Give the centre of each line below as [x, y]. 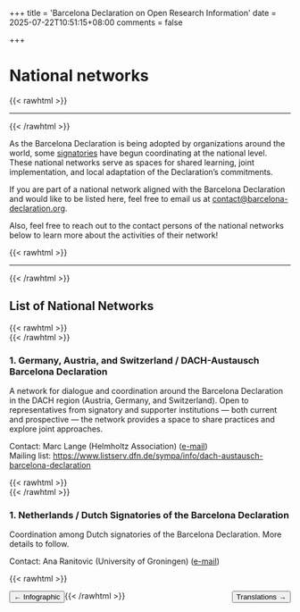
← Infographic [37, 597]
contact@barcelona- [250, 198]
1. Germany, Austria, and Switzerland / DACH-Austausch [134, 360]
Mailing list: [30, 456]
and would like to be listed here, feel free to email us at [110, 198]
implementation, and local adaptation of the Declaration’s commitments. [142, 172]
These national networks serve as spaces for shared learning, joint [132, 162]
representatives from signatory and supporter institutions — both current [143, 410]
